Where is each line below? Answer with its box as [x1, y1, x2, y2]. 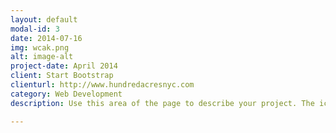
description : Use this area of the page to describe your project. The [10, 98, 315, 108]
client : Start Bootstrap [10, 71, 114, 81]
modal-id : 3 [10, 24, 60, 34]
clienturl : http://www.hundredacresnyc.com [10, 80, 195, 90]
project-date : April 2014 [10, 61, 118, 71]
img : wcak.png [10, 42, 70, 53]
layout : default [10, 14, 78, 25]
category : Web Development [10, 89, 123, 99]
